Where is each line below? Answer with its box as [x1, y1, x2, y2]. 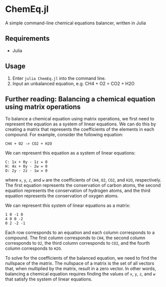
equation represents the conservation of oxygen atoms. [5, 193, 119, 199]
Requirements [5, 34, 50, 43]
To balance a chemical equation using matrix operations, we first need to [5, 116, 155, 122]
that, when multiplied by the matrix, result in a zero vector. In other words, [5, 266, 157, 272]
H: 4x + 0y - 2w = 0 [5, 164, 48, 169]
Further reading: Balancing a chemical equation [5, 95, 156, 103]
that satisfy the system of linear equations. [5, 276, 93, 282]
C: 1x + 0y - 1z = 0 [5, 160, 48, 165]
